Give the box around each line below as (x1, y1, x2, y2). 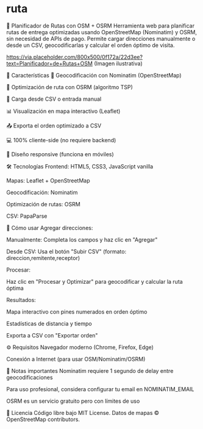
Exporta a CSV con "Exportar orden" (6, 331, 98, 339)
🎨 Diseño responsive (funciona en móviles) (6, 150, 114, 157)
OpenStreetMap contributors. (6, 416, 80, 423)
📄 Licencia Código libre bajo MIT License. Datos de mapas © (6, 409, 160, 416)
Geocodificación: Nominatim (6, 189, 78, 196)
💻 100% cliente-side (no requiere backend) (6, 136, 116, 143)
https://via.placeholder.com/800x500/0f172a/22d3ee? (6, 53, 143, 60)
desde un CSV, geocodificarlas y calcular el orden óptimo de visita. (6, 41, 175, 49)
